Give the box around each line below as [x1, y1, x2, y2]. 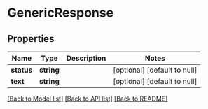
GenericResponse [7, 5, 114, 21]
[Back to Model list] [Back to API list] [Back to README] [7, 94, 168, 103]
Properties [7, 33, 55, 45]
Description [66, 54, 106, 63]
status [11, 65, 33, 75]
